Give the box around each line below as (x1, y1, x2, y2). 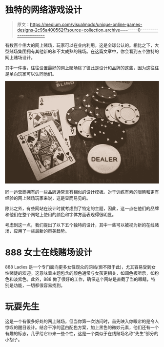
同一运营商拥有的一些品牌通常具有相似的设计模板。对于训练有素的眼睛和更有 (5, 189, 159, 195)
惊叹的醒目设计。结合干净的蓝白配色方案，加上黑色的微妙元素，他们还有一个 (5, 324, 159, 330)
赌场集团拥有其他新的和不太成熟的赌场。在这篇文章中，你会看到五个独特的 (9, 48, 159, 54)
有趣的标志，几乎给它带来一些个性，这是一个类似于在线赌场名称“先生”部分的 (5, 330, 159, 336)
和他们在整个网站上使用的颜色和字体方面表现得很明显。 (5, 211, 116, 217)
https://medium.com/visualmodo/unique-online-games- (30, 21, 143, 27)
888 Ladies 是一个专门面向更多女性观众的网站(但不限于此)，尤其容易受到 (5, 264, 152, 270)
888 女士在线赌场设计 (5, 247, 93, 258)
